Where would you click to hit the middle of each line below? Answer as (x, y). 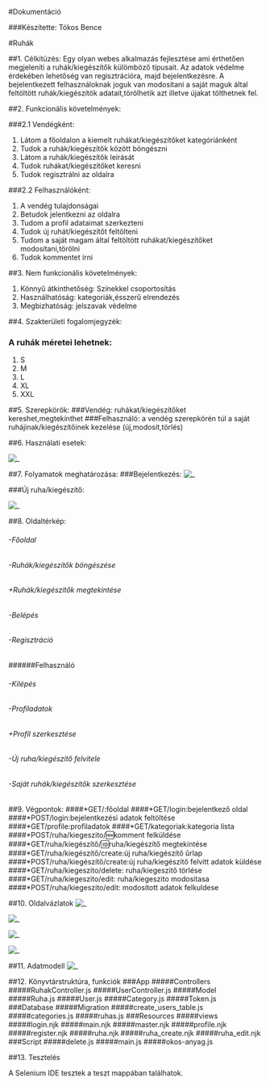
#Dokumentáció (35, 12)
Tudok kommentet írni (56, 257)
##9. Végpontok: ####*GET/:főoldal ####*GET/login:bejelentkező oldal (128, 809)
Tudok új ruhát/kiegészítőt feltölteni (79, 231)
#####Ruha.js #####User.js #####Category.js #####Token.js (112, 999)
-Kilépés (22, 683)
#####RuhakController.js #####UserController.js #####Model (112, 990)
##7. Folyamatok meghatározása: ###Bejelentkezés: (95, 474)
